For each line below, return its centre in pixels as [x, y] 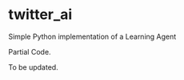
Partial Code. [30, 51]
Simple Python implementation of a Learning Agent [92, 36]
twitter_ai [40, 15]
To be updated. [33, 67]
